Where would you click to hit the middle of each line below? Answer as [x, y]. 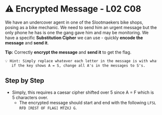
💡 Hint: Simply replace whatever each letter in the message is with [76, 61]
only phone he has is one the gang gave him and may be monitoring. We [77, 32]
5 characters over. [30, 97]
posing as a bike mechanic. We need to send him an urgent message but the [81, 27]
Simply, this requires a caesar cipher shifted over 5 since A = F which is [83, 92]
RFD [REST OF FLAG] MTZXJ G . [48, 108]
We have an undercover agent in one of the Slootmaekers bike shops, [74, 22]
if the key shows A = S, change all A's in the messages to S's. [78, 65]
